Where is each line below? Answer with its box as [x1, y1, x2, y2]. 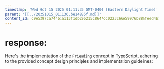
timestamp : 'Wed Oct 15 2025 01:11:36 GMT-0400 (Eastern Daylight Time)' [5, 7, 159, 12]
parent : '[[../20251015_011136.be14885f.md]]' [5, 12, 102, 17]
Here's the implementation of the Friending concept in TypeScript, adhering [5, 53, 158, 59]
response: [5, 37, 47, 48]
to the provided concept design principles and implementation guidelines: [5, 58, 153, 64]
